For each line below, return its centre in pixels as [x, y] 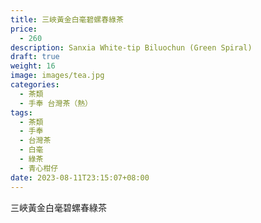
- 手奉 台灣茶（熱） [56, 103]
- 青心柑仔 [39, 168]
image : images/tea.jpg [57, 76]
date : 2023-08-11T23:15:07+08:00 [80, 177]
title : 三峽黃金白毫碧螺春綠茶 [67, 19]
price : [24, 29]
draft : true [35, 57]
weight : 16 [33, 66]
